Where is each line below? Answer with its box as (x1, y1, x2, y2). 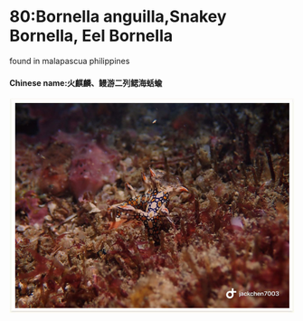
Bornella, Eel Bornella (9, 25, 174, 46)
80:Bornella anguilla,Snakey (9, 6, 227, 27)
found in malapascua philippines (9, 55, 130, 66)
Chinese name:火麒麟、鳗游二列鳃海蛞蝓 (9, 77, 163, 88)
